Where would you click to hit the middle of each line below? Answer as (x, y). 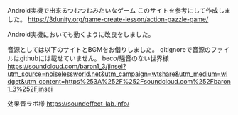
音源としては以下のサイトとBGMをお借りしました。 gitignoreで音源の (109, 49)
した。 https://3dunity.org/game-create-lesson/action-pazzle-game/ (108, 19)
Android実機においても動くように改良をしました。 (81, 34)
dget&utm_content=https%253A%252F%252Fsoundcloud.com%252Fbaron (119, 81)
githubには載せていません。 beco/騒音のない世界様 (94, 58)
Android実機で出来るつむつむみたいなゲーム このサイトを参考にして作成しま (119, 10)
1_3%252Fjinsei (30, 89)
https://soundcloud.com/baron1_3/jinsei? (67, 66)
